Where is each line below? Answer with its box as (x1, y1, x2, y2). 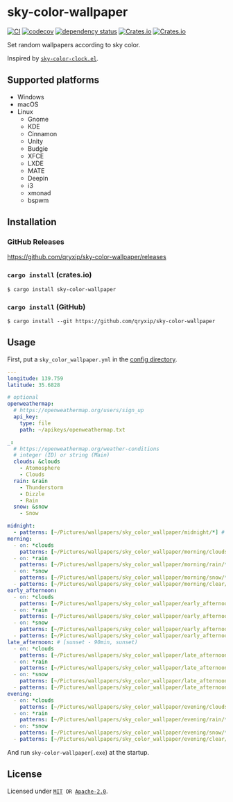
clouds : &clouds (13, 458, 60, 466)
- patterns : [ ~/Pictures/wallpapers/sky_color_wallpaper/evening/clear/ (13, 736, 228, 743)
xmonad (27, 188, 51, 197)
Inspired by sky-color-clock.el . (7, 54, 99, 63)
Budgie (27, 144, 49, 153)
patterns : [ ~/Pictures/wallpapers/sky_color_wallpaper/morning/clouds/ (19, 548, 231, 555)
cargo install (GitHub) (7, 302, 86, 311)
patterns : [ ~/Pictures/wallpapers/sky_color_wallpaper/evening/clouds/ (19, 703, 231, 710)
